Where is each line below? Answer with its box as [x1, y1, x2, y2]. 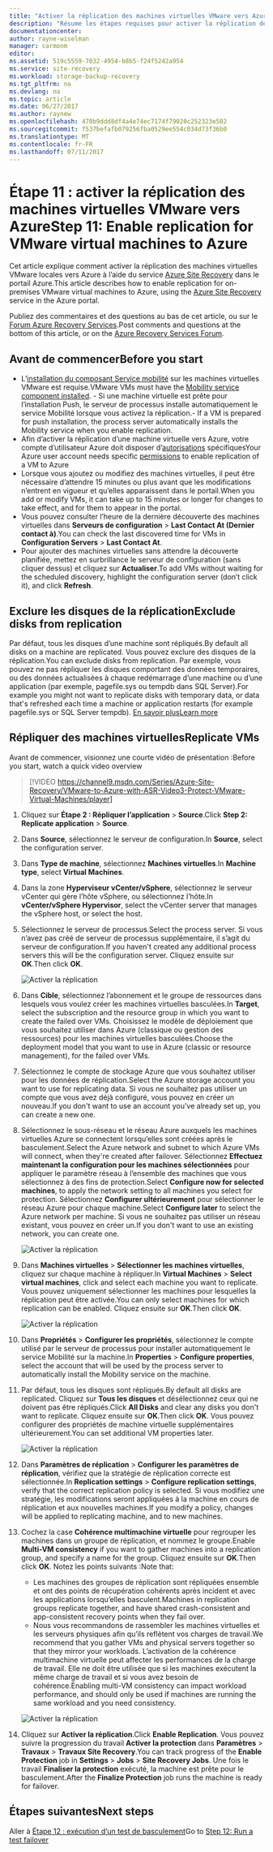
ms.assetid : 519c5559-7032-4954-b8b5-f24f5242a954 [9, 58, 184, 66]
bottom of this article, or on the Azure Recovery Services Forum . [9, 329, 224, 338]
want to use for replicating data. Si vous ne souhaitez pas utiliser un [20, 1083, 248, 1093]
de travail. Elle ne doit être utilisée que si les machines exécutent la [32, 1663, 257, 1673]
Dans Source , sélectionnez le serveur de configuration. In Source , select [20, 833, 262, 844]
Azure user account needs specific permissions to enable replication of [20, 451, 260, 461]
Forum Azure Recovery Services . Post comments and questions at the [9, 320, 241, 329]
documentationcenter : [9, 27, 83, 35]
